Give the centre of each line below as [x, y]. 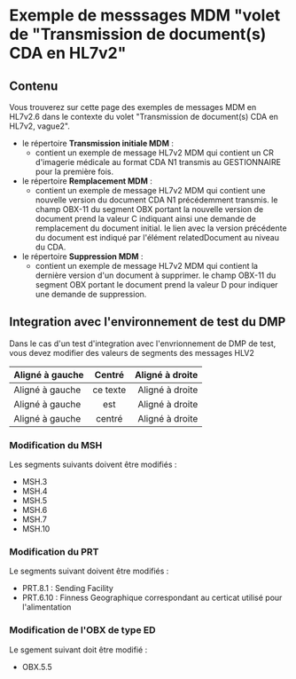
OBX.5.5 [37, 667]
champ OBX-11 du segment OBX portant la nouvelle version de [149, 209]
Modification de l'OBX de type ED [83, 630]
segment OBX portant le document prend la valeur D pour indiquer [156, 284]
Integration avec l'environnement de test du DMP [148, 322]
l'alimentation [47, 607]
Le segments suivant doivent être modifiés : [89, 571]
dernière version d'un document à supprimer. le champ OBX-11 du [156, 275]
